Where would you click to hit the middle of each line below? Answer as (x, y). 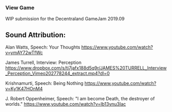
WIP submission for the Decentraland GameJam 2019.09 (65, 19)
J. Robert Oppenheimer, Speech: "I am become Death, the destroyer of (80, 99)
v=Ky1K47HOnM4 (24, 89)
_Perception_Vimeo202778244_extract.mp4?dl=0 (58, 74)
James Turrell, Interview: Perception (44, 62)
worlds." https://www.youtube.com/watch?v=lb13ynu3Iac (66, 104)
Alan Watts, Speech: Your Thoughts (43, 47)
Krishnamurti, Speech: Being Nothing (44, 83)
